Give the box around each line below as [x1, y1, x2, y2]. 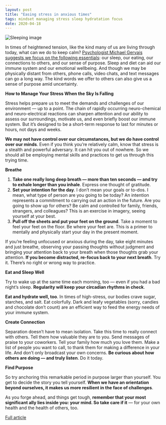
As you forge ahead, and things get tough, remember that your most [5, 394, 146, 400]
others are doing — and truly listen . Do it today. [5, 355, 104, 361]
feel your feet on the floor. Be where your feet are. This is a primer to [12, 224, 153, 230]
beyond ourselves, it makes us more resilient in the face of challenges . [5, 385, 154, 391]
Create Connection [5, 319, 46, 325]
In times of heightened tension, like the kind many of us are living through [5, 44, 155, 50]
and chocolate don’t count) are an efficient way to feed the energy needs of [5, 304, 160, 310]
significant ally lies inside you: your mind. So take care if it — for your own [5, 400, 160, 406]
